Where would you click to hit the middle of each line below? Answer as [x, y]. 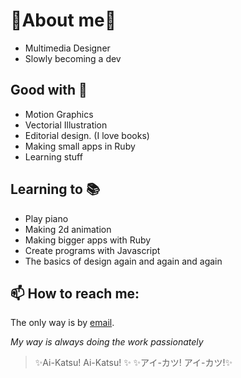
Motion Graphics [59, 114]
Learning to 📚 [55, 189]
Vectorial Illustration [66, 125]
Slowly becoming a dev [73, 58]
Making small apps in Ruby [80, 146]
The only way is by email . [62, 323]
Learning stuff [53, 156]
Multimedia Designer [67, 48]
